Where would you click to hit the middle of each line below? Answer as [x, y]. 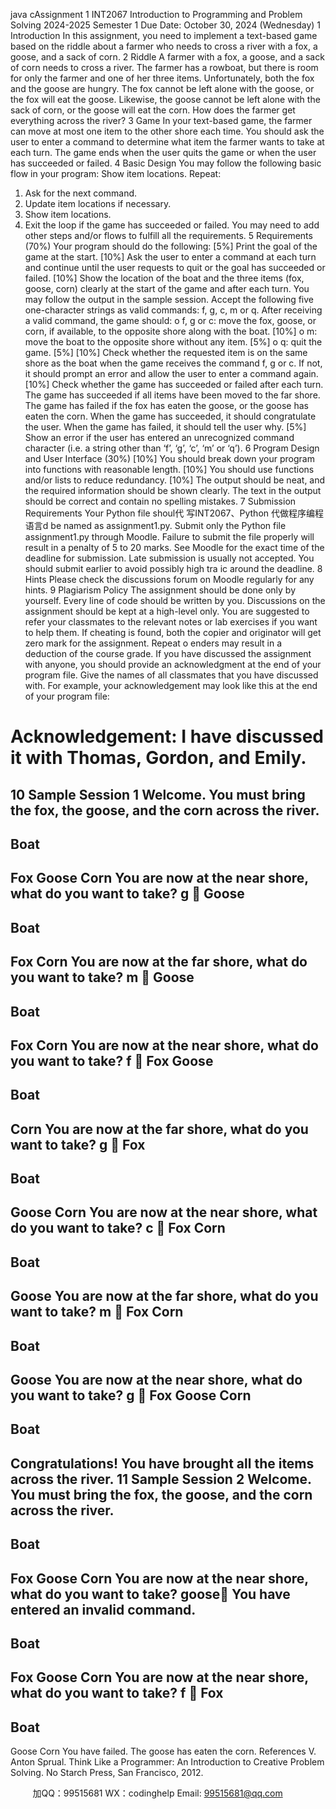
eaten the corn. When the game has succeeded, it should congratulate [170, 416]
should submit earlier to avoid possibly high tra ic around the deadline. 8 [173, 568]
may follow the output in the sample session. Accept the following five [169, 299]
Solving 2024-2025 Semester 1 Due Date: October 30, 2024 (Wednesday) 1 [166, 25]
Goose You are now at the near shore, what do [156, 1380]
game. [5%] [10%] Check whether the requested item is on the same [166, 352]
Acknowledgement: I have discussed [167, 736]
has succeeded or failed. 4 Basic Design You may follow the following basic [166, 163]
